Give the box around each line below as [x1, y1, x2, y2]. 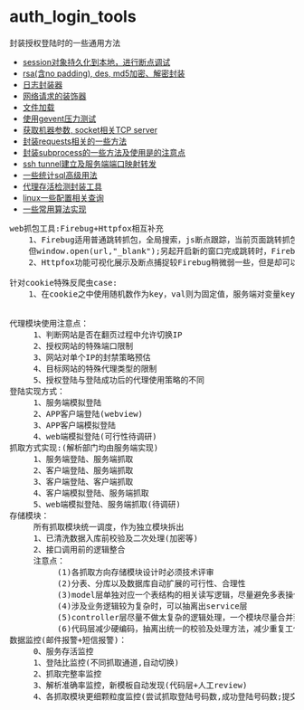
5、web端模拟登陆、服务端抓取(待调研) [33, 499, 181, 509]
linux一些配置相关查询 [22, 192, 104, 203]
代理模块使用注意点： [9, 318, 89, 328]
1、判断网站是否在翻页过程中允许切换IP [33, 329, 183, 340]
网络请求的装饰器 [22, 90, 87, 101]
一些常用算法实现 [22, 204, 87, 214]
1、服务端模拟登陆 [33, 397, 102, 408]
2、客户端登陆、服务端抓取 [33, 465, 134, 476]
